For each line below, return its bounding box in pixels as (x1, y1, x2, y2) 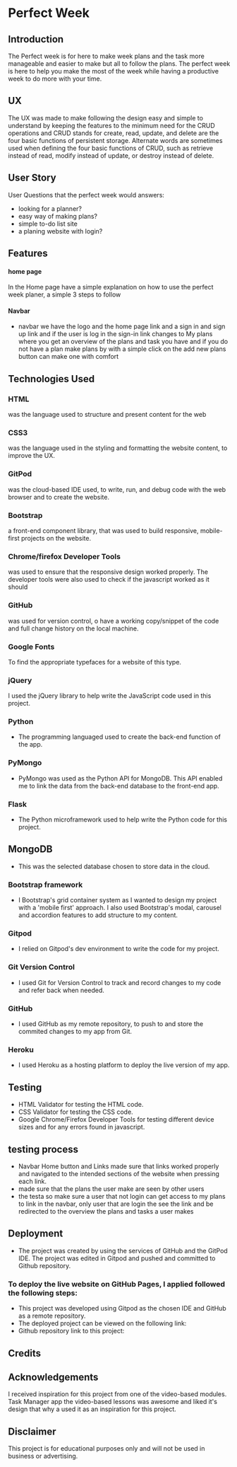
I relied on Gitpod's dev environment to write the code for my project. (18, 945, 219, 953)
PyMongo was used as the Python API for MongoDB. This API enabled (18, 773, 223, 783)
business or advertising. (8, 1452, 78, 1461)
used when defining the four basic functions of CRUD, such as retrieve (8, 144, 214, 152)
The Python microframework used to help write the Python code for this (18, 815, 228, 824)
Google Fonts (8, 642, 55, 652)
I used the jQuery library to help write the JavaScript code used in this (8, 691, 212, 700)
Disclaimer (8, 1425, 56, 1437)
